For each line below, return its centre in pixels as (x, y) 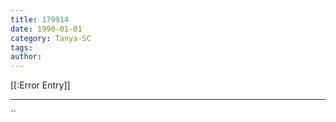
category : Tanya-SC (51, 38)
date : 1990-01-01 (46, 29)
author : (26, 57)
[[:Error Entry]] (40, 85)
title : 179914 (40, 19)
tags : (21, 47)
